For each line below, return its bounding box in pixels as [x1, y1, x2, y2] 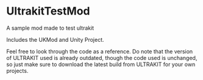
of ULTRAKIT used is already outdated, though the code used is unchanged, [6, 54, 198, 61]
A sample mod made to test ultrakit [6, 24, 94, 32]
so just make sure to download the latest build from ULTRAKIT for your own [6, 61, 196, 68]
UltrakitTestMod [6, 4, 90, 18]
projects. [6, 67, 29, 74]
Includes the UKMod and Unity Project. [6, 36, 105, 43]
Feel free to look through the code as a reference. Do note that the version [6, 47, 193, 55]
